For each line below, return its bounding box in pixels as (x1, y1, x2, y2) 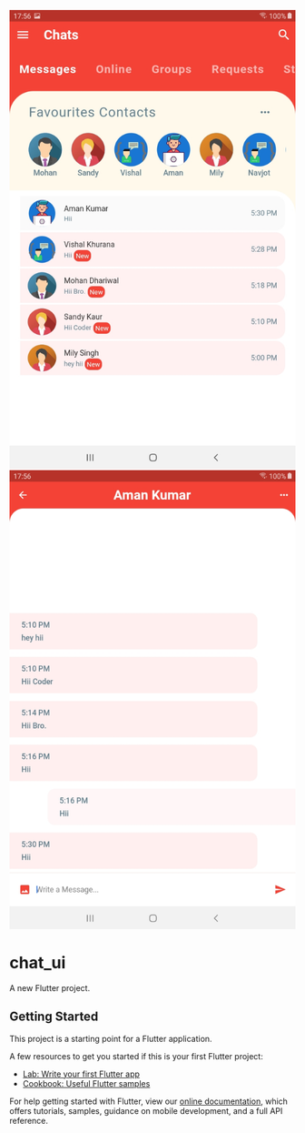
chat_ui (9, 952, 66, 973)
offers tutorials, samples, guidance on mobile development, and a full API (9, 1105, 283, 1116)
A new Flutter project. (9, 982, 91, 993)
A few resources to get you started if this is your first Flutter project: (9, 1050, 263, 1061)
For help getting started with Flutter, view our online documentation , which (9, 1096, 289, 1107)
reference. (9, 1115, 48, 1126)
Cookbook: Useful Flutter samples (22, 1077, 151, 1088)
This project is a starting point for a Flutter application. (9, 1033, 212, 1044)
